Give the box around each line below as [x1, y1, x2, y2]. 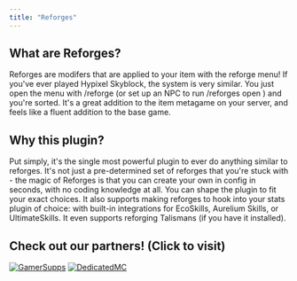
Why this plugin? [9, 132, 105, 147]
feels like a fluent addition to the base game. [9, 107, 171, 118]
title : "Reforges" [9, 12, 77, 22]
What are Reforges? [9, 46, 121, 61]
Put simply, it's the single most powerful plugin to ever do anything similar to [9, 156, 288, 167]
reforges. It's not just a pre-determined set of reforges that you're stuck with [9, 166, 289, 176]
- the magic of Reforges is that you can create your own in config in [9, 175, 256, 186]
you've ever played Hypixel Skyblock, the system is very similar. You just [9, 79, 275, 90]
